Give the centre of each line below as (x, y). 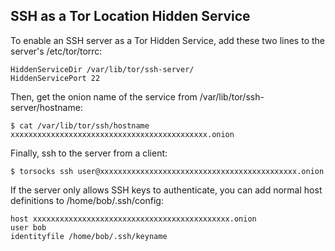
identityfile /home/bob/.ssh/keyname (89, 236)
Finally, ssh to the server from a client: (89, 153)
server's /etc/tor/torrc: (56, 51)
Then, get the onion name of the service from (104, 96)
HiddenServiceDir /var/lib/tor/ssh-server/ (102, 69)
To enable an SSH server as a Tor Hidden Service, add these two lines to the (167, 40)
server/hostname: (46, 107)
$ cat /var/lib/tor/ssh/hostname (80, 125)
